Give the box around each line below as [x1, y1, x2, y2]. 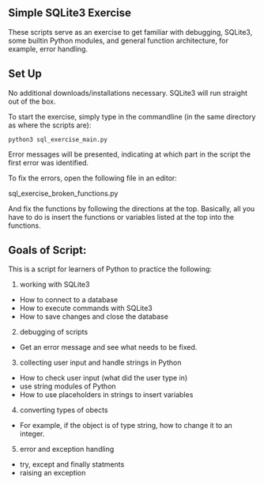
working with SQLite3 [19, 280, 90, 290]
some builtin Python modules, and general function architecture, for [8, 36, 229, 45]
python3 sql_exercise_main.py [8, 135, 108, 143]
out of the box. [8, 97, 56, 106]
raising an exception [19, 468, 86, 478]
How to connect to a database [19, 295, 119, 305]
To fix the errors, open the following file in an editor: [8, 173, 178, 183]
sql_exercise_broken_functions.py [8, 188, 119, 198]
